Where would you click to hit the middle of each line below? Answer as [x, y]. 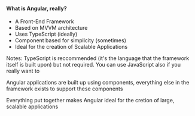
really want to [23, 71]
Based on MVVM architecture [51, 28]
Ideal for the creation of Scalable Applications [71, 47]
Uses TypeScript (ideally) [46, 34]
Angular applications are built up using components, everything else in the [98, 83]
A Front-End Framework [44, 21]
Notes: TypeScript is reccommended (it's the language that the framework [98, 58]
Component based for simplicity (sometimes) [71, 40]
